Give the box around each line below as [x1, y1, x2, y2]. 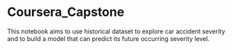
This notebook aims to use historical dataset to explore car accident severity [7, 27, 225, 35]
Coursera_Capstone [7, 4, 125, 20]
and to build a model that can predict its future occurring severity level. [7, 34, 210, 42]
